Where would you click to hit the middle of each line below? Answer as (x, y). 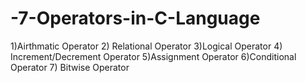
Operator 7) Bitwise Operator (70, 67)
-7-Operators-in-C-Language (135, 18)
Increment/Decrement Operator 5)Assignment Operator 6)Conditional (153, 56)
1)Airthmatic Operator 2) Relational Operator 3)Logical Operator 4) (146, 46)
